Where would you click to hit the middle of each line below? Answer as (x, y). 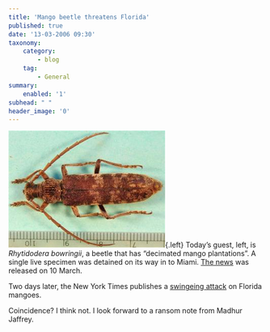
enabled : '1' (45, 94)
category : (40, 51)
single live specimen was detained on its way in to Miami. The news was (129, 262)
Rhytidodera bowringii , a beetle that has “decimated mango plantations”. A (132, 253)
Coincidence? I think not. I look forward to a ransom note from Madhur (125, 311)
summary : (23, 85)
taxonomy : (25, 43)
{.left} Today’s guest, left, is (211, 245)
